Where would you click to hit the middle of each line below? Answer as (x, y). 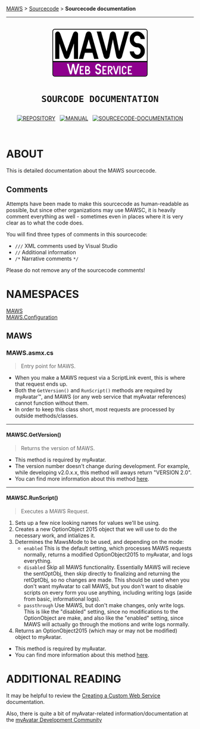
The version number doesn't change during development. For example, (102, 466)
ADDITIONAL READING (64, 679)
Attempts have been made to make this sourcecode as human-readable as (98, 204)
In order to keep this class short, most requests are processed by (95, 409)
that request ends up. (41, 384)
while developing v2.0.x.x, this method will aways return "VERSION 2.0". (103, 472)
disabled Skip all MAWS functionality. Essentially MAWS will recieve (107, 567)
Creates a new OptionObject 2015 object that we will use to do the (96, 529)
